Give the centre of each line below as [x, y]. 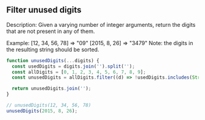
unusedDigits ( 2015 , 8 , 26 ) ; [42, 111]
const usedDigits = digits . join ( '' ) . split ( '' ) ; [74, 66]
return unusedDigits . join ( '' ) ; [52, 89]
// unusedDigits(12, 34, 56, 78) [49, 105]
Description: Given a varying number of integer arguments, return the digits [101, 24]
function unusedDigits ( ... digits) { [53, 60]
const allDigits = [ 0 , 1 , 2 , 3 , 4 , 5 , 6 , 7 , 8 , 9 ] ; [79, 72]
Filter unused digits [44, 10]
